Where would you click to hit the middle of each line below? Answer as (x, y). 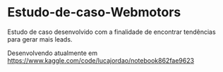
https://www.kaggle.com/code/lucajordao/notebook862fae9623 (101, 60)
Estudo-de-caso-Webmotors (94, 12)
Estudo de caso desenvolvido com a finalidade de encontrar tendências (112, 32)
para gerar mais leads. (40, 39)
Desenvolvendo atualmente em (52, 53)
